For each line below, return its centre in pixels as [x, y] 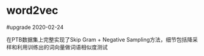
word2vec [33, 11]
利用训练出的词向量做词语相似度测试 [62, 47]
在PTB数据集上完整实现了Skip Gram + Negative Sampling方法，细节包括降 [100, 39]
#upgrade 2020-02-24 [35, 27]
